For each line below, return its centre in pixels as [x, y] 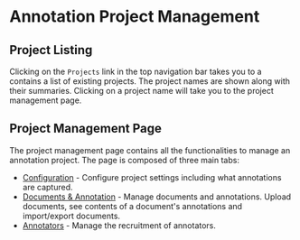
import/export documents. [71, 216]
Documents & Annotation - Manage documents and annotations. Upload [157, 197]
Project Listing [51, 50]
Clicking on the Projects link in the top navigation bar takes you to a [136, 71]
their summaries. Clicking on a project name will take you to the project [141, 91]
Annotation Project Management [135, 17]
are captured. [48, 187]
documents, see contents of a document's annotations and [132, 206]
